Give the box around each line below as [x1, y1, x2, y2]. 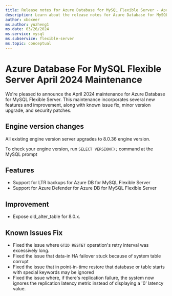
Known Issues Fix [5, 228, 63, 237]
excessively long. [12, 247, 50, 253]
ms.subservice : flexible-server [5, 36, 74, 42]
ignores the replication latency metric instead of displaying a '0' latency [12, 280, 164, 286]
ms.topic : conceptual [5, 41, 52, 46]
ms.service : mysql [5, 31, 45, 36]
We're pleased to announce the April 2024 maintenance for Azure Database [5, 91, 165, 97]
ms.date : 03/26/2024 [5, 27, 50, 32]
